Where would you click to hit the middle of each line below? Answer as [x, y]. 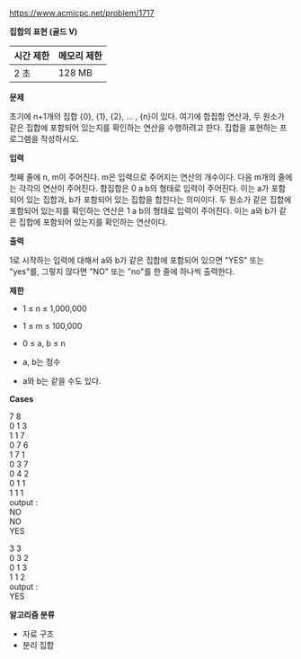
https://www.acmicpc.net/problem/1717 [82, 13]
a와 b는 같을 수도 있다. [62, 381]
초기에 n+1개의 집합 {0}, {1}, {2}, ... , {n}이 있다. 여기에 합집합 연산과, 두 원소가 [147, 116]
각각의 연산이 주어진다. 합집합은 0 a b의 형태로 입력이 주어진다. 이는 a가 [144, 188]
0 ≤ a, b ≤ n [44, 343]
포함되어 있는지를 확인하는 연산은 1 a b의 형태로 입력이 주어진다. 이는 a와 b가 [143, 211]
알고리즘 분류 [32, 614]
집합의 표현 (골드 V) [44, 31]
